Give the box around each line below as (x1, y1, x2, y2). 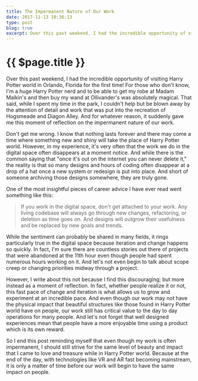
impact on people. (6, 369, 50, 376)
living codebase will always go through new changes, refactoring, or (20, 209, 187, 216)
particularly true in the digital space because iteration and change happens (6, 239, 189, 247)
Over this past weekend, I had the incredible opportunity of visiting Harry (6, 75, 183, 82)
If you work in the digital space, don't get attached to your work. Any (20, 203, 187, 210)
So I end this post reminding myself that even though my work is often (6, 337, 176, 345)
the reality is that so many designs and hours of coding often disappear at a (6, 162, 190, 169)
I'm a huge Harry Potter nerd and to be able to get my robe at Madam (6, 88, 174, 95)
